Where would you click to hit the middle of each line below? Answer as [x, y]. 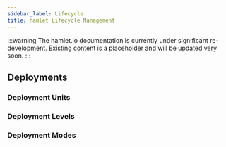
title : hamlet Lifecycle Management [61, 20]
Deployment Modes [42, 135]
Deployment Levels [41, 116]
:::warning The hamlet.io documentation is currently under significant [108, 40]
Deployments [37, 77]
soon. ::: [19, 55]
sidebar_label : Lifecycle [45, 14]
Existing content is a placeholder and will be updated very [133, 48]
